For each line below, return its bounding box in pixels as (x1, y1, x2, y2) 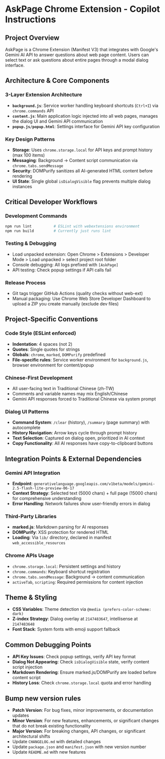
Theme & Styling (5, 593, 57, 601)
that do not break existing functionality (12, 723, 91, 729)
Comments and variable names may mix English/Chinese (12, 391, 128, 396)
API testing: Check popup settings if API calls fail (12, 267, 112, 273)
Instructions (5, 14, 56, 25)
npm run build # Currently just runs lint (5, 228, 111, 233)
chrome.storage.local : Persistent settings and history (12, 563, 121, 569)
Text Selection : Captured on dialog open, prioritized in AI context (12, 435, 145, 441)
